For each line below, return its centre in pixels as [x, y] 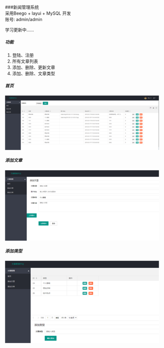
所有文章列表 [25, 61]
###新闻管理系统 [22, 7]
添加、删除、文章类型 [33, 73]
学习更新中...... [20, 30]
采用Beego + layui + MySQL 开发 [38, 13]
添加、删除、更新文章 [33, 67]
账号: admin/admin [24, 19]
